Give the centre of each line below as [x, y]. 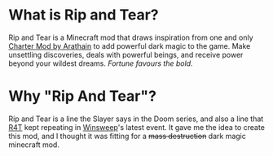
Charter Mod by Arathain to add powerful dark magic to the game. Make [130, 45]
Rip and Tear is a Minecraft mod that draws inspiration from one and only [131, 37]
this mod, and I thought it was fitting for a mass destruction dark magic [128, 136]
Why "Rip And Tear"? [83, 96]
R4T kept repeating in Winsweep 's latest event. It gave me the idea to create [136, 127]
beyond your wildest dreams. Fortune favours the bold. [101, 63]
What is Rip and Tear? [84, 15]
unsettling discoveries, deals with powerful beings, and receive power [126, 54]
